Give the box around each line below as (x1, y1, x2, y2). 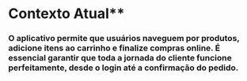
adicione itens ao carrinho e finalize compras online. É (8, 42, 220, 53)
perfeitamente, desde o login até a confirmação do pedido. (8, 62, 239, 73)
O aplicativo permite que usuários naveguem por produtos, (8, 33, 240, 44)
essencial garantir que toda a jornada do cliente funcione (8, 53, 232, 64)
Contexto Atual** (8, 5, 125, 23)
